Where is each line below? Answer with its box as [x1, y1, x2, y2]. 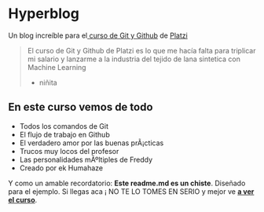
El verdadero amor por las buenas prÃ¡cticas [19, 138, 164, 148]
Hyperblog [8, 5, 80, 23]
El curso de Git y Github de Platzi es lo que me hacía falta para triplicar [27, 46, 256, 55]
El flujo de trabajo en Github [19, 130, 110, 139]
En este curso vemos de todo [8, 101, 153, 114]
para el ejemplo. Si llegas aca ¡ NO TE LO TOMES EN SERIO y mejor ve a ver [8, 186, 255, 196]
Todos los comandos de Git [19, 121, 108, 130]
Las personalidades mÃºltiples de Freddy [19, 155, 153, 164]
